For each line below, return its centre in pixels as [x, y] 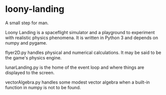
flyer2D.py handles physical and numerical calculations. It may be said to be [83, 52]
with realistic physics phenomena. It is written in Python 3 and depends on [82, 38]
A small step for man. [27, 23]
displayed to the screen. [30, 72]
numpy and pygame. [26, 43]
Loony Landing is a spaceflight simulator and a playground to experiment [80, 32]
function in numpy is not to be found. [43, 87]
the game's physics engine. [33, 57]
